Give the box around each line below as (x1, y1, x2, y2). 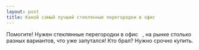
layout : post (6, 8, 39, 15)
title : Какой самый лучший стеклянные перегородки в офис (6, 14, 155, 20)
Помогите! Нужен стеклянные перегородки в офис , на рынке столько (6, 30, 192, 37)
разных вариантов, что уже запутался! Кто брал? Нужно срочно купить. (6, 37, 194, 44)
